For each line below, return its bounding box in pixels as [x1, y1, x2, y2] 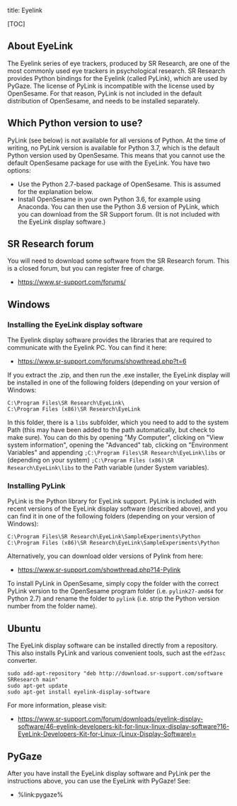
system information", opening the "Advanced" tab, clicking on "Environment [7, 441, 229, 449]
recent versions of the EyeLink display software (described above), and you [7, 504, 228, 513]
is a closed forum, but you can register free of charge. [7, 264, 165, 273]
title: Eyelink [7, 6, 42, 14]
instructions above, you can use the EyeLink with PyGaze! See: [7, 777, 191, 785]
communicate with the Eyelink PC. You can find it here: [7, 344, 168, 352]
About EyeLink [7, 40, 73, 52]
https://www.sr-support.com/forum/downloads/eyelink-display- [17, 715, 204, 723]
